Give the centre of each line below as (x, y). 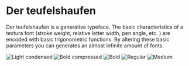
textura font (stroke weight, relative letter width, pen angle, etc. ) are (88, 33)
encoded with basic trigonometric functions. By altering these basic (88, 39)
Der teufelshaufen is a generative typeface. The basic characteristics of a (94, 27)
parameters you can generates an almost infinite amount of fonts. (85, 46)
